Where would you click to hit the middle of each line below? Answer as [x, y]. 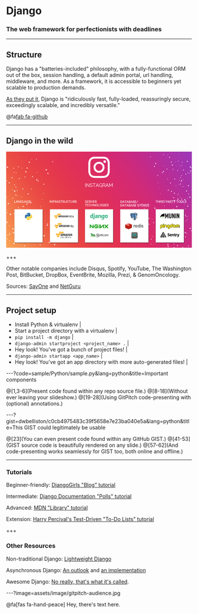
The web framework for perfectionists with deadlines [84, 29]
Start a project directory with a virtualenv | [66, 330]
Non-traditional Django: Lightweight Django [59, 559]
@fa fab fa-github [27, 117]
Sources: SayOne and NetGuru [44, 286]
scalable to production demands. [46, 88]
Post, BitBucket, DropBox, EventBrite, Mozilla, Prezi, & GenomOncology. [93, 275]
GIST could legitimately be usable [65, 427]
